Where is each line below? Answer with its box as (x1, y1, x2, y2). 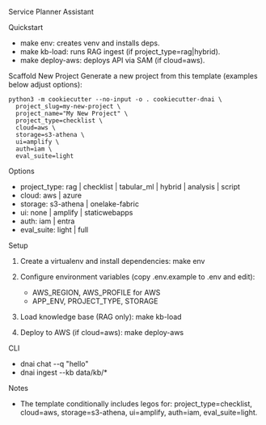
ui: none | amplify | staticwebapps (19, 208, 133, 217)
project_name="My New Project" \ (15, 109, 129, 117)
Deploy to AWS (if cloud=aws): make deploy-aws (19, 328, 184, 337)
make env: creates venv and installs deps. (19, 38, 160, 48)
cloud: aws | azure (19, 190, 82, 200)
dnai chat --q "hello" (19, 359, 89, 368)
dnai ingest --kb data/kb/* (19, 368, 108, 377)
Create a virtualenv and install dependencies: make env (19, 257, 205, 266)
